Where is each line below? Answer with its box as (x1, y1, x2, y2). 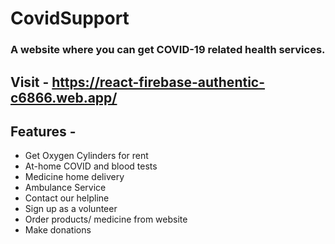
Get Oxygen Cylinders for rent (24, 150, 149, 162)
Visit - (10, 73, 50, 91)
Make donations (24, 224, 92, 236)
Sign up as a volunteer (24, 203, 118, 215)
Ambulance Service (24, 182, 107, 194)
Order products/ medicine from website (24, 213, 188, 226)
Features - (10, 123, 77, 140)
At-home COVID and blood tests (24, 160, 158, 172)
